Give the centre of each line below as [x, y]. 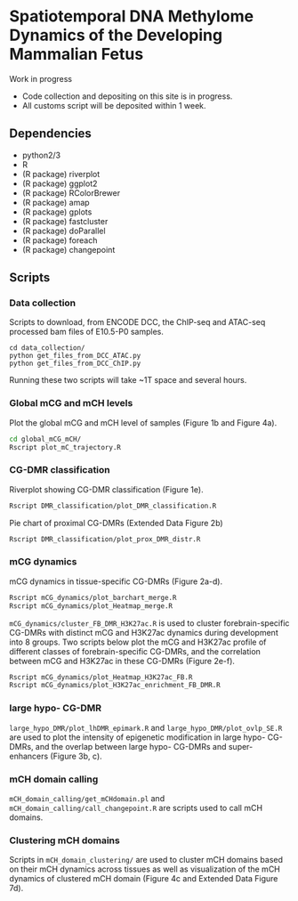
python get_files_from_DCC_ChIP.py [75, 364]
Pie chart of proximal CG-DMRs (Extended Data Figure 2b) [117, 523]
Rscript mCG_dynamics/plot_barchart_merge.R [93, 597]
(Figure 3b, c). [76, 756]
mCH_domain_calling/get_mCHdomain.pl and [87, 798]
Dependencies [50, 134]
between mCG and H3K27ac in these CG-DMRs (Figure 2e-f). [122, 661]
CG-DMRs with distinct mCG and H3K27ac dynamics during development [144, 632]
